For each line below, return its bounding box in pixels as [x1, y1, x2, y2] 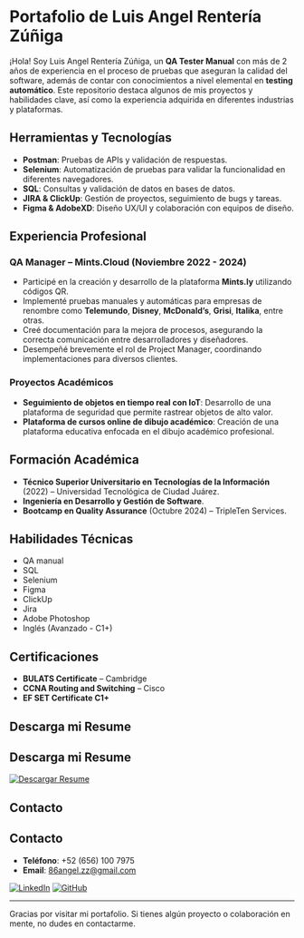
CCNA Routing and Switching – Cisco [22, 683, 166, 694]
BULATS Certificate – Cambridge [22, 673, 147, 684]
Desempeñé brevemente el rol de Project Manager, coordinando [22, 344, 262, 355]
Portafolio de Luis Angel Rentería [9, 6, 262, 27]
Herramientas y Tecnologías [9, 130, 172, 146]
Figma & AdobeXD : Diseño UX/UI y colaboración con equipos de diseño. [22, 202, 294, 213]
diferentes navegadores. [22, 173, 114, 184]
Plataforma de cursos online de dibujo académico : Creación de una [22, 415, 279, 427]
